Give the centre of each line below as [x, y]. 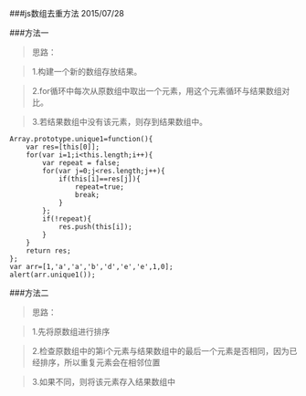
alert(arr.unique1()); [53, 275]
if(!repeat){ [67, 219]
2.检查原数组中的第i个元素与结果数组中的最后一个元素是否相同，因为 [160, 351]
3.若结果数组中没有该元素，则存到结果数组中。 [120, 122]
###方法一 [29, 33]
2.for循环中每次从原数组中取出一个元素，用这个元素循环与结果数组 [157, 91]
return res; [48, 251]
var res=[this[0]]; [63, 147]
